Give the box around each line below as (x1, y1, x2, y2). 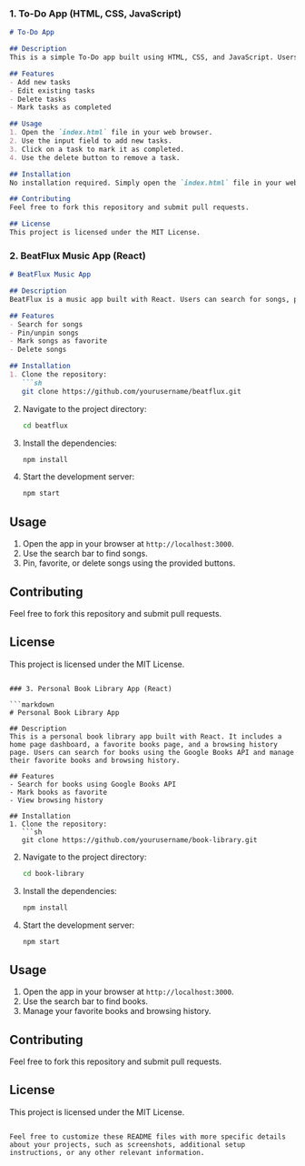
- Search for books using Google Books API (9, 779, 177, 789)
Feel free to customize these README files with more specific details (9, 1131, 286, 1141)
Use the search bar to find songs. (22, 548, 148, 559)
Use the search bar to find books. (22, 996, 148, 1007)
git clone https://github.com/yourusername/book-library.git (21, 835, 258, 844)
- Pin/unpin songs (9, 328, 79, 337)
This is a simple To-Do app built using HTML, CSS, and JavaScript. (9, 53, 274, 62)
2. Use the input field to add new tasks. (9, 136, 172, 146)
